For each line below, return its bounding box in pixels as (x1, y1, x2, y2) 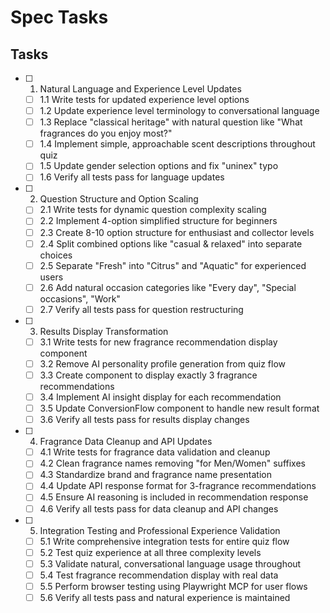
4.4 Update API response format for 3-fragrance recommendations (39, 480, 317, 492)
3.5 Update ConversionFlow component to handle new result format (39, 402, 320, 415)
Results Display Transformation (39, 325, 169, 337)
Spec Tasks (10, 6, 109, 29)
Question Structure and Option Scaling (39, 193, 199, 205)
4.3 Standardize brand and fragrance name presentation (39, 469, 272, 481)
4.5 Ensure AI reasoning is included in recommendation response (39, 491, 309, 503)
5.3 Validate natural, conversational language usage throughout (39, 557, 302, 570)
